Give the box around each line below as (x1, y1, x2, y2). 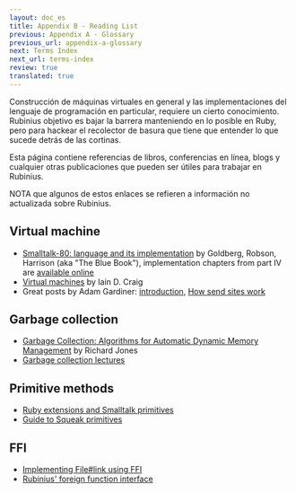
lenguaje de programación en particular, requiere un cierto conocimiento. (9, 105, 280, 117)
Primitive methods (9, 381, 115, 396)
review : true (9, 64, 58, 73)
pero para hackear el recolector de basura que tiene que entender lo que (9, 125, 279, 136)
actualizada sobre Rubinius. (9, 198, 112, 208)
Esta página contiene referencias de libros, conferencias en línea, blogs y (9, 152, 281, 163)
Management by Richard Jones (22, 345, 138, 356)
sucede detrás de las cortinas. (9, 134, 121, 145)
